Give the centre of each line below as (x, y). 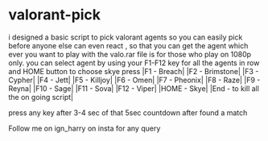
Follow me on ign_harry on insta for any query (85, 128)
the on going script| (41, 97)
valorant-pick (55, 15)
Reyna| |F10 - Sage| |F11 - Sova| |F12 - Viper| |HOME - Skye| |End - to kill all (134, 88)
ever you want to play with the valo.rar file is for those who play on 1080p (130, 54)
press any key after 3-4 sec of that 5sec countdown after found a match (128, 112)
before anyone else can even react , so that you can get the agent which (128, 45)
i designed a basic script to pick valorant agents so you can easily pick (126, 37)
